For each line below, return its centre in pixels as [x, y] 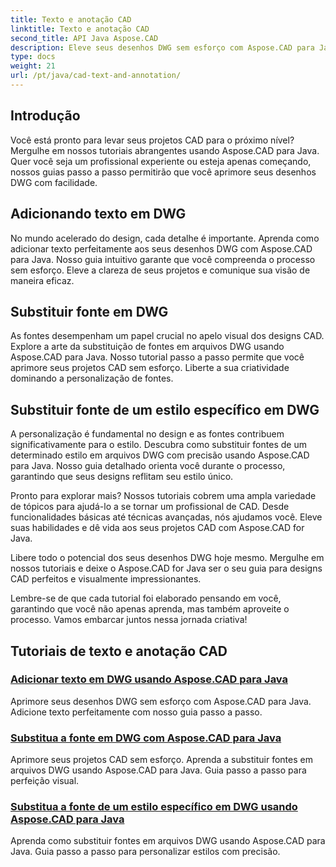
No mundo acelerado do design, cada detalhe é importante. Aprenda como [165, 238]
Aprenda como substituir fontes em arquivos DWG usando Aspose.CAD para [168, 841]
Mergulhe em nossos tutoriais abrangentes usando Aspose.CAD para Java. [165, 150]
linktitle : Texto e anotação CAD [80, 29]
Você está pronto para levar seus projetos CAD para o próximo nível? [152, 140]
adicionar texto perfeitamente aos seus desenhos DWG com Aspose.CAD [161, 248]
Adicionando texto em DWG [98, 214]
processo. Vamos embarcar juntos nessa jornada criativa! [129, 620]
